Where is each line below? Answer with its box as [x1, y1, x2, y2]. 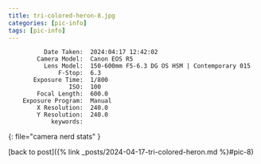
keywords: [50, 118, 84, 126]
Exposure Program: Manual [22, 97, 112, 105]
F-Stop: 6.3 [58, 69, 102, 77]
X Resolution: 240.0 [37, 104, 109, 112]
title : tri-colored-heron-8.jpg [8, 11, 115, 20]
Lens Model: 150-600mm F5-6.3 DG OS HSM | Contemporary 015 [43, 62, 251, 70]
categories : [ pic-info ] [8, 19, 88, 27]
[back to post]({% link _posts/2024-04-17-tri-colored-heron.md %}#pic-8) [8, 147, 255, 157]
